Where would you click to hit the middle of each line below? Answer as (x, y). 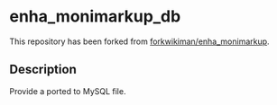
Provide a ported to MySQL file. (68, 91)
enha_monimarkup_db (95, 17)
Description (43, 70)
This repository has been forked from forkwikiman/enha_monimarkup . (139, 41)
